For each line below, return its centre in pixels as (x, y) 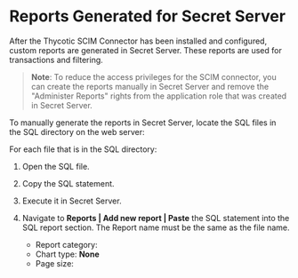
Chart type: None (67, 254)
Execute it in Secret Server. (72, 201)
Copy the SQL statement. (68, 183)
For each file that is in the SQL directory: (83, 149)
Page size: (54, 263)
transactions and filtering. (56, 60)
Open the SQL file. (56, 166)
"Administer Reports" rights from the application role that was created (159, 96)
